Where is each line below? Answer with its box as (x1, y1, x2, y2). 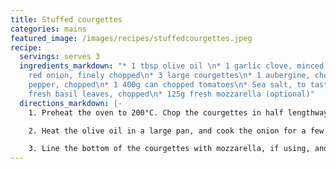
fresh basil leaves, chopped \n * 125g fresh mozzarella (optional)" (28, 89, 315, 99)
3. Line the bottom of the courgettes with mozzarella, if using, (28, 144, 311, 154)
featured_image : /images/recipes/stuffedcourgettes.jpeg (10, 33, 253, 43)
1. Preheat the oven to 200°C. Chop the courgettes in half (28, 107, 284, 118)
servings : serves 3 (19, 52, 101, 62)
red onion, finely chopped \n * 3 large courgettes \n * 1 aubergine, (28, 71, 311, 81)
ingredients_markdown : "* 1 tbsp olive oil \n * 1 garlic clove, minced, (19, 61, 329, 71)
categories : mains (10, 24, 87, 34)
